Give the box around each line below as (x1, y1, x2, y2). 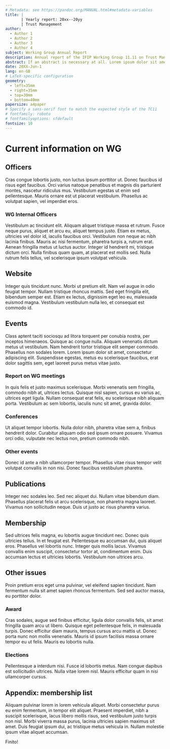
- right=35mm (10, 87, 37, 93)
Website (5, 269, 32, 278)
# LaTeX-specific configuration (5, 74, 73, 79)
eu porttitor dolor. (5, 593, 42, 599)
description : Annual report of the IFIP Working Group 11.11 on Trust (5, 54, 157, 60)
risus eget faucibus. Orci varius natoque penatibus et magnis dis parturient (5, 182, 161, 188)
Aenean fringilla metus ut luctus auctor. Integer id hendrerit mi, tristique (5, 244, 154, 250)
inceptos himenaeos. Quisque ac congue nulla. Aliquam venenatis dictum (5, 338, 158, 344)
